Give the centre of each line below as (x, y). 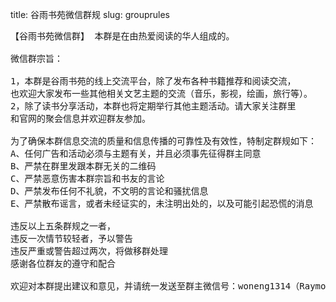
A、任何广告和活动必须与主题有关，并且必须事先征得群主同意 (136, 153)
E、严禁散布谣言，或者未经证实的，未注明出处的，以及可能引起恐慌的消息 (162, 203)
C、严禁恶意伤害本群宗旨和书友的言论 (87, 178)
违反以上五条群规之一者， (63, 226)
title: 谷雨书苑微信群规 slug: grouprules (90, 14)
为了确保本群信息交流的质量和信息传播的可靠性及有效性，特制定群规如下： (163, 141)
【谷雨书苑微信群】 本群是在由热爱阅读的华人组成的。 (122, 36)
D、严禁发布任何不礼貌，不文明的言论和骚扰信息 (109, 191)
